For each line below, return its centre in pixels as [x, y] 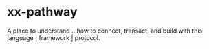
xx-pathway [42, 12]
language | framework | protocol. [54, 37]
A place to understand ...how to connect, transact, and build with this [105, 31]
